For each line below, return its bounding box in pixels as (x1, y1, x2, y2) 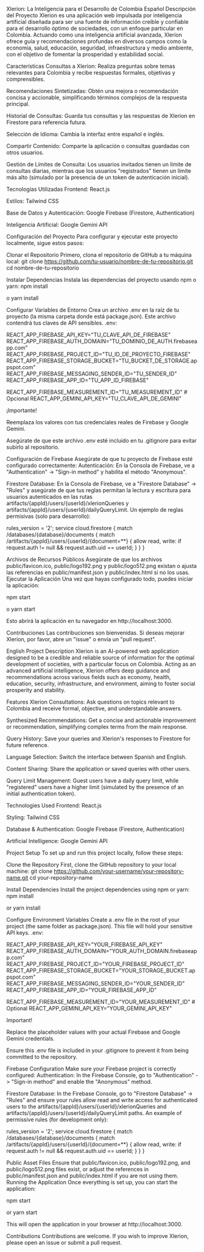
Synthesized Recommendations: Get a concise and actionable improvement (6, 716, 196, 724)
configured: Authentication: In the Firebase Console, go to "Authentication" (6, 1072, 195, 1078)
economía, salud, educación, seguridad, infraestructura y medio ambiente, (6, 44, 194, 51)
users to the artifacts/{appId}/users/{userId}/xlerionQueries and (6, 1103, 167, 1110)
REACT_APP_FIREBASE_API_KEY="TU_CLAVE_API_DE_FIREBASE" (6, 331, 171, 338)
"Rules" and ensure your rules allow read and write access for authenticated (6, 1097, 198, 1103)
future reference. (6, 742, 49, 748)
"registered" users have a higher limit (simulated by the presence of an (6, 784, 184, 790)
